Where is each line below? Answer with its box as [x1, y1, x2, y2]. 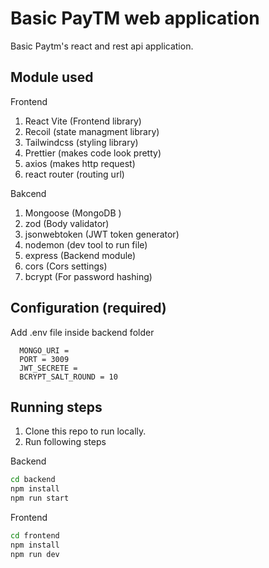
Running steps [10, 398, 103, 416]
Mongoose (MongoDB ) [24, 207, 122, 219]
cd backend [10, 475, 56, 485]
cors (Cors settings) [24, 260, 108, 272]
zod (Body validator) [24, 217, 110, 229]
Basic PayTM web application [10, 7, 260, 30]
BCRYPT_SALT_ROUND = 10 [19, 372, 118, 382]
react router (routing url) [24, 168, 125, 180]
